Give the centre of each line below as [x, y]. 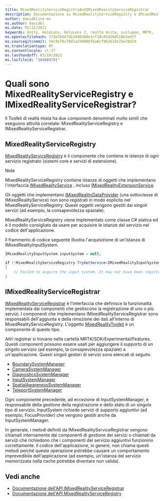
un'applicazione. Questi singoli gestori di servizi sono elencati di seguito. [78, 355]
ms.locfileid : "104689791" [32, 60]
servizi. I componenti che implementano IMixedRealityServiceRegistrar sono [82, 314]
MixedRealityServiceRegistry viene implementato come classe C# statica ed [82, 220]
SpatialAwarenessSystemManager [47, 385]
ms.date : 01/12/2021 [26, 28]
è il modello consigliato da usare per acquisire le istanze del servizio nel [77, 225]
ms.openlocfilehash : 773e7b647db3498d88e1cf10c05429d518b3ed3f [71, 37]
